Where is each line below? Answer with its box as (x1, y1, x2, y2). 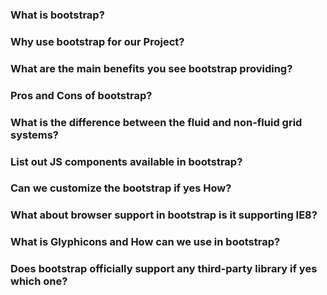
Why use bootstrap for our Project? (10, 34, 185, 48)
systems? (10, 128, 59, 142)
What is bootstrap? (10, 8, 105, 22)
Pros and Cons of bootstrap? (10, 88, 153, 102)
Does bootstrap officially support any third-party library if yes (10, 262, 318, 276)
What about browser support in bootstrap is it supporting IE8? (10, 208, 318, 222)
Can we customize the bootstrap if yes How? (10, 181, 232, 195)
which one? (10, 274, 68, 288)
